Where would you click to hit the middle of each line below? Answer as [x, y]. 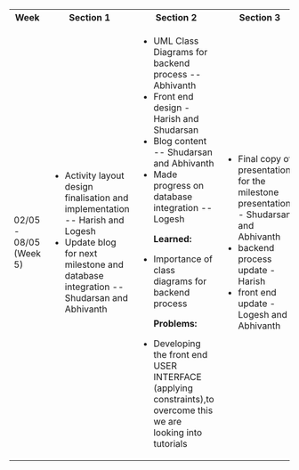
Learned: [173, 239]
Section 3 [260, 17]
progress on [179, 186]
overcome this [183, 410]
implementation [97, 209]
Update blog [91, 242]
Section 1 [90, 17]
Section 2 [176, 17]
